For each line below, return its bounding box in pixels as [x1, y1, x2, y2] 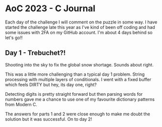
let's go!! [5, 35, 23, 41]
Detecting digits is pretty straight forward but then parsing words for [5, 91, 143, 97]
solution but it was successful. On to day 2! [5, 116, 92, 122]
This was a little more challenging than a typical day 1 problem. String [5, 71, 145, 77]
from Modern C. [5, 101, 38, 107]
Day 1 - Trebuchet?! [5, 49, 66, 57]
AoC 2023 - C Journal [5, 3, 95, 14]
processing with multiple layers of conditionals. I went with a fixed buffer [5, 76, 152, 82]
